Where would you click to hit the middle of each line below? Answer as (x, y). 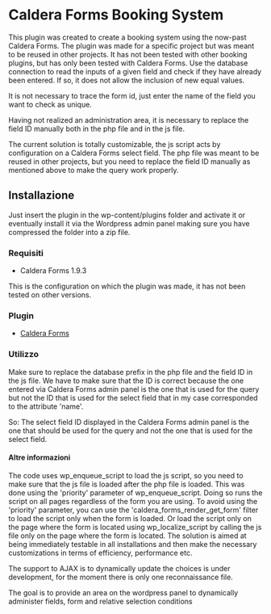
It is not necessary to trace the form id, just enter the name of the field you (132, 95)
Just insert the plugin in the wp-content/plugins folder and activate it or (127, 215)
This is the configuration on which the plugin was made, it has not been (127, 286)
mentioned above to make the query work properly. (94, 170)
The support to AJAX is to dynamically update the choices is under (119, 568)
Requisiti (26, 253)
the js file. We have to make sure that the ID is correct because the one (126, 381)
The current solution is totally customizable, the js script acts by (115, 144)
